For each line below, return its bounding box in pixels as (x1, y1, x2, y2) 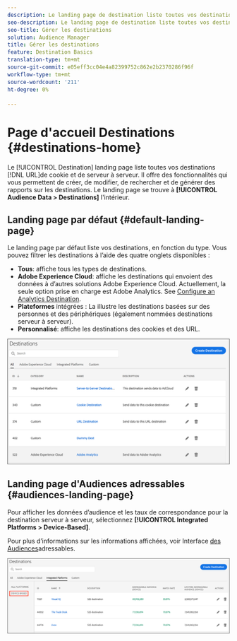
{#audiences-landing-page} (7, 489, 134, 501)
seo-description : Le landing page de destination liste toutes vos (7, 18, 210, 26)
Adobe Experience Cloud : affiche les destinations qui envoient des (17, 272, 213, 281)
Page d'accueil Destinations (7, 124, 175, 141)
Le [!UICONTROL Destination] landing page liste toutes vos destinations (7, 163, 216, 172)
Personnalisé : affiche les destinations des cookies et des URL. (17, 325, 200, 333)
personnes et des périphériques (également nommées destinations (17, 310, 213, 318)
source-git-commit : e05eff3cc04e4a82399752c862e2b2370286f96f (7, 64, 194, 71)
